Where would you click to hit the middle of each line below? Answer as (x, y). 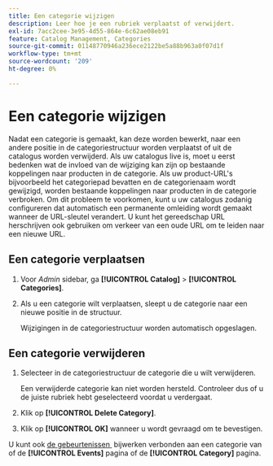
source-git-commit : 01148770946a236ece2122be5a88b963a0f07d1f (116, 46)
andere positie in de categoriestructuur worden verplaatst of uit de (120, 147)
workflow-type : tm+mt (45, 54)
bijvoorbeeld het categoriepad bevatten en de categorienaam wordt (122, 182)
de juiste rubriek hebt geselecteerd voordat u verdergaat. (116, 397)
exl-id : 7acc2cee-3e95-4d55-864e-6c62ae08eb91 (89, 31)
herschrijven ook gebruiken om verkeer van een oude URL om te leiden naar (136, 225)
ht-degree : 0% (33, 69)
